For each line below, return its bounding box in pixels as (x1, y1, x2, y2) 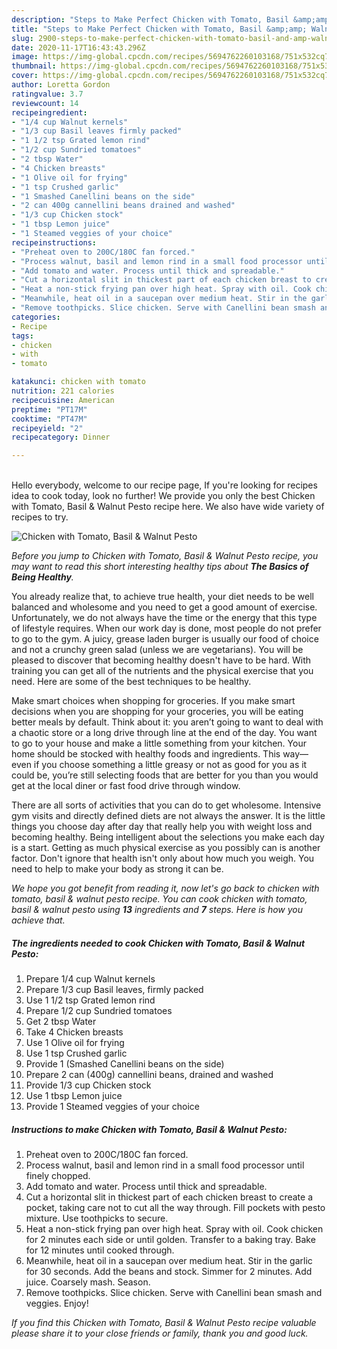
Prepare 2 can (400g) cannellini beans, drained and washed (25, 1069, 274, 1081)
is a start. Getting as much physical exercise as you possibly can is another (11, 842, 321, 854)
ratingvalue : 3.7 (11, 89, 84, 99)
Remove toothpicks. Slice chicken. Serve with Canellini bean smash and (25, 1287, 323, 1299)
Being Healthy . (11, 571, 74, 583)
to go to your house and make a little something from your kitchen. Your (11, 737, 307, 750)
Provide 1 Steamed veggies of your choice (25, 1101, 201, 1113)
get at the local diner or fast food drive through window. (11, 780, 241, 792)
